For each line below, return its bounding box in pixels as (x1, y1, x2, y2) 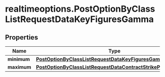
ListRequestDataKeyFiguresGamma (5, 14, 154, 25)
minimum (7, 56, 30, 62)
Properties (5, 33, 38, 41)
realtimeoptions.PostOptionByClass (5, 3, 156, 15)
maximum (7, 64, 31, 70)
